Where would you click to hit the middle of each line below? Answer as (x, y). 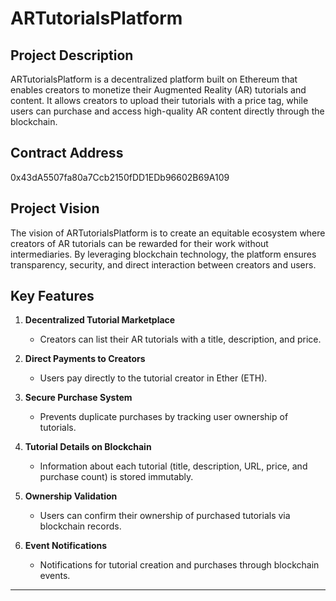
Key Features (52, 296)
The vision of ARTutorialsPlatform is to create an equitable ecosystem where (168, 233)
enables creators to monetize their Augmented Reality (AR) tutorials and (158, 90)
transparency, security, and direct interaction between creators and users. (163, 264)
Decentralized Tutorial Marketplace (100, 320)
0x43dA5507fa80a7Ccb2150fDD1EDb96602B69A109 (120, 177)
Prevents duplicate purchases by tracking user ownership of (164, 417)
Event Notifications (66, 546)
